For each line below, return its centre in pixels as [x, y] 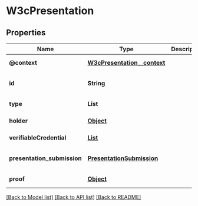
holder [19, 121]
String [96, 83]
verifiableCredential [38, 138]
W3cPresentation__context [126, 63]
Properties [26, 33]
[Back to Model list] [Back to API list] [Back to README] [74, 197]
